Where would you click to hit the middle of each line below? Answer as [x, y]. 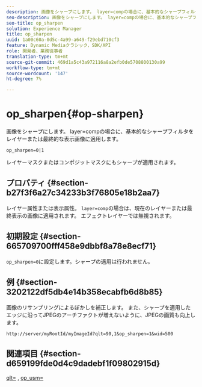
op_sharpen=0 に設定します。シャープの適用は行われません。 [80, 261]
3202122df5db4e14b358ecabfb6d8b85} [85, 292]
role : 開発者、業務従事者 [35, 51]
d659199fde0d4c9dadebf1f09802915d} [83, 363]
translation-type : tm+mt [37, 57]
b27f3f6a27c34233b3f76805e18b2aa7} [83, 193]
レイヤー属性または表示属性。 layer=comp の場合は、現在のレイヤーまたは [97, 208]
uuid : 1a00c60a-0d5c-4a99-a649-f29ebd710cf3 [63, 40]
